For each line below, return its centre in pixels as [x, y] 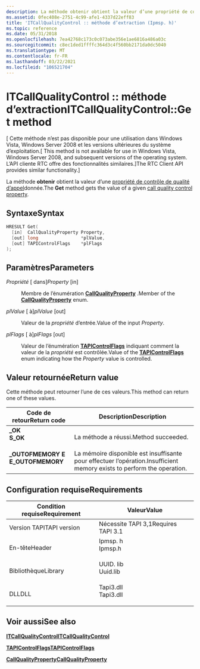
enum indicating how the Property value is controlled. [87, 359]
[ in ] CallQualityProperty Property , [58, 233]
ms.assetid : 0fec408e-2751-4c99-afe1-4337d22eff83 [70, 17]
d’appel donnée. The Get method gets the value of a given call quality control [99, 188]
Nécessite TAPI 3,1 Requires [138, 524]
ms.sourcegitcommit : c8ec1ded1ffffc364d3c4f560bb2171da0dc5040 [86, 45]
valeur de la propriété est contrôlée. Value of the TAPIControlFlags [102, 352]
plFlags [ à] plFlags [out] [36, 335]
